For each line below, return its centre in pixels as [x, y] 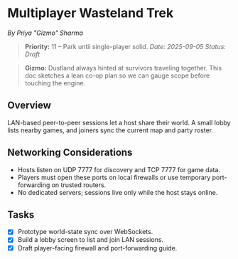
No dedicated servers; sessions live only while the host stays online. [118, 192]
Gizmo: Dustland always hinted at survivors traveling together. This [123, 68]
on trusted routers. [79, 185]
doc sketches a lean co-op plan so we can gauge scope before [117, 75]
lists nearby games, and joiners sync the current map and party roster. [110, 130]
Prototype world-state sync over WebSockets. [85, 232]
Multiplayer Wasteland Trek [91, 13]
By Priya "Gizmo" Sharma [45, 33]
